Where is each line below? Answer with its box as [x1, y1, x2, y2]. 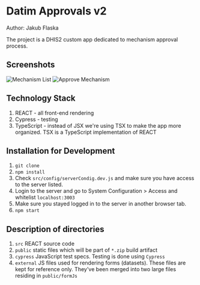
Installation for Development [6, 146, 115, 156]
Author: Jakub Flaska [6, 24, 59, 31]
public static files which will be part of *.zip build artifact [14, 246, 158, 254]
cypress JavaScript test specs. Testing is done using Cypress [14, 253, 165, 260]
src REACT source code [14, 240, 75, 248]
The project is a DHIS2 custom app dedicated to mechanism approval [6, 36, 178, 43]
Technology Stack [6, 93, 76, 104]
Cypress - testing [14, 116, 58, 123]
